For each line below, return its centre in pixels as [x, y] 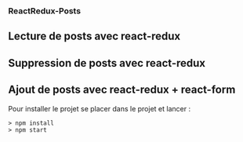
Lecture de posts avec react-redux [94, 36]
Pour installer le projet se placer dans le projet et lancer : [99, 108]
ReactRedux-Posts [44, 11]
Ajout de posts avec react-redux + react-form [122, 90]
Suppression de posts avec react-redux [107, 63]
